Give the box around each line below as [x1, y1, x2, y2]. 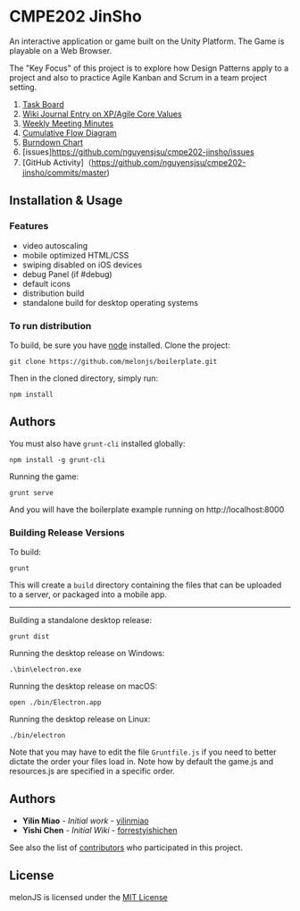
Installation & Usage [9, 193, 123, 208]
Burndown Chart [21, 137, 83, 148]
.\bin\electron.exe [9, 665, 82, 674]
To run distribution [9, 319, 92, 332]
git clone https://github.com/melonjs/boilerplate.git [9, 357, 218, 366]
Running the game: [9, 471, 79, 482]
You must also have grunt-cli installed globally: [9, 438, 186, 449]
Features [9, 220, 49, 232]
